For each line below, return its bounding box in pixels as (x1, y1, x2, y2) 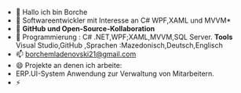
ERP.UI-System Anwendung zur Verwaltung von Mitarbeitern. (15, 69, 214, 78)
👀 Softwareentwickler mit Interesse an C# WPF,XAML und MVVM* (15, 16, 232, 25)
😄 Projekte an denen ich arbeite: (15, 61, 122, 70)
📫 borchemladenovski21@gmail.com (15, 49, 137, 59)
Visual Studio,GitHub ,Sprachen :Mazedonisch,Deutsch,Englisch (15, 41, 224, 50)
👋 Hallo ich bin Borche (15, 8, 88, 16)
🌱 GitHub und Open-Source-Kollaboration (15, 24, 155, 33)
